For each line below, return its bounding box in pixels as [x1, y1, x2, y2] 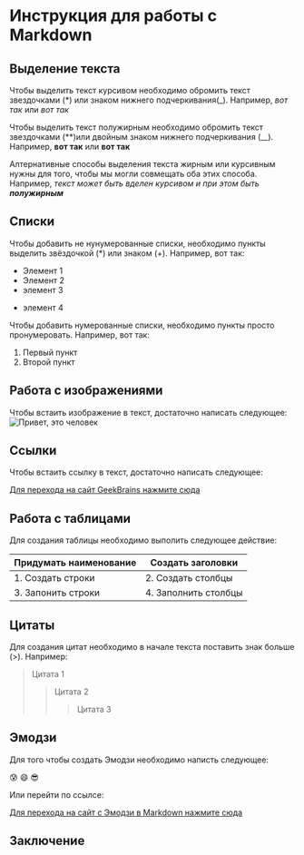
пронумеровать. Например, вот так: [9, 329, 150, 340]
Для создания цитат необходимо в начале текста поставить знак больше [9, 642, 295, 653]
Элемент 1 [22, 265, 64, 276]
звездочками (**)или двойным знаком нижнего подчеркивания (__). [9, 132, 274, 142]
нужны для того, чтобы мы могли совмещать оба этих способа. [9, 169, 258, 179]
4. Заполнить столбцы [144, 586, 243, 599]
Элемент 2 [22, 274, 65, 286]
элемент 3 [22, 284, 64, 295]
